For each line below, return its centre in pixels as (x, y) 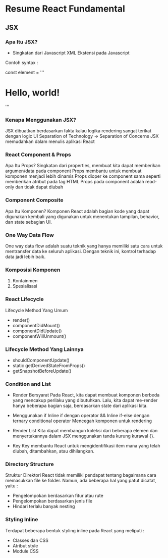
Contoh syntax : (22, 62)
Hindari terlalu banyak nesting (44, 506)
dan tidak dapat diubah (39, 187)
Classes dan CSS (31, 540)
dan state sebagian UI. (29, 222)
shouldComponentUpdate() (41, 360)
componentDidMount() (36, 325)
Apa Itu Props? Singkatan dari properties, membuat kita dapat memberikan (83, 166)
